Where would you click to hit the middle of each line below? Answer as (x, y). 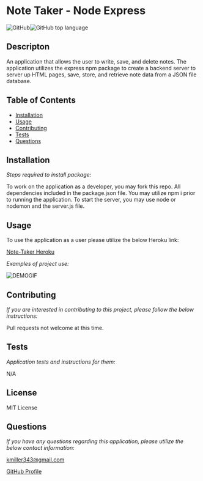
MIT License (22, 408)
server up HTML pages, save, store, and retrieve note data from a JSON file (102, 75)
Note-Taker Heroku (31, 252)
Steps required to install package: (49, 175)
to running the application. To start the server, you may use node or (91, 200)
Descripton (28, 47)
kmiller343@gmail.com (35, 460)
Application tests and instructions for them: (61, 362)
